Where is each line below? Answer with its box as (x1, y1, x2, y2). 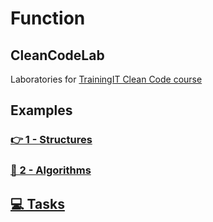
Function (10, 7, 86, 30)
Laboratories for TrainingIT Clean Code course (10, 73, 203, 85)
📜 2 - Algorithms (10, 163, 92, 177)
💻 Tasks (10, 195, 65, 212)
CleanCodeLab (10, 47, 105, 64)
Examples (10, 102, 73, 119)
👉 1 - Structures (10, 133, 93, 147)
